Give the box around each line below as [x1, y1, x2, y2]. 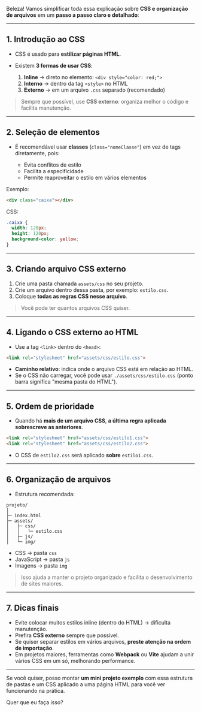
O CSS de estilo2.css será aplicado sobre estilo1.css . [14, 451, 154, 458]
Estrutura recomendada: [14, 490, 75, 497]
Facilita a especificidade [23, 167, 84, 174]
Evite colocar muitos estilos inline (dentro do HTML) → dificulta [14, 619, 171, 626]
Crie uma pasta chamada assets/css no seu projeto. [14, 280, 144, 287]
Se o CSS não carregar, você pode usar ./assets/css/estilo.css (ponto [14, 372, 193, 379]
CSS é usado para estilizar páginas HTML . [14, 50, 121, 58]
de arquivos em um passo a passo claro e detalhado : [6, 11, 139, 19]
